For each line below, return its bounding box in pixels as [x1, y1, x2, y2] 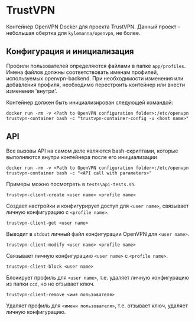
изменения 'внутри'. [6, 87, 57, 95]
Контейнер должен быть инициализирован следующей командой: [6, 99, 173, 106]
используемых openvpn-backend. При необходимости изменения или [6, 74, 184, 82]
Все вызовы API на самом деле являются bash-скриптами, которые [6, 147, 178, 154]
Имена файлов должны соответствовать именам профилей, [6, 69, 158, 76]
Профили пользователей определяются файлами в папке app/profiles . [6, 62, 186, 69]
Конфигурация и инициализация [6, 47, 134, 57]
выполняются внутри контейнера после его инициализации [6, 153, 158, 160]
